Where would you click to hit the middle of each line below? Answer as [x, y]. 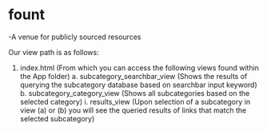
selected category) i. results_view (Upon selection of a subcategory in [135, 101]
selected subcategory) [57, 118]
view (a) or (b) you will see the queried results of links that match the [133, 110]
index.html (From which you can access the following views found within [139, 67]
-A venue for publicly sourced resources [75, 37]
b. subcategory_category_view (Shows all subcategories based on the [135, 93]
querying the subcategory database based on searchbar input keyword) [138, 85]
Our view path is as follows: [54, 52]
